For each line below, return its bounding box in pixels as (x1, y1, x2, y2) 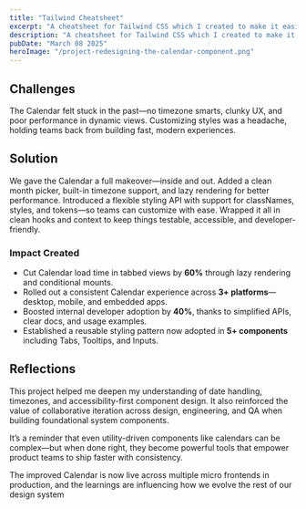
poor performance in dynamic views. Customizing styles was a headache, (9, 115, 287, 126)
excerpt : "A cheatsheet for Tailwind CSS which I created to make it (9, 22, 280, 31)
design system (9, 489, 65, 500)
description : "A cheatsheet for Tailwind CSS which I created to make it (9, 30, 296, 39)
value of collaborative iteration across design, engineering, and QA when (9, 405, 283, 416)
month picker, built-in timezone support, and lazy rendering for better (9, 184, 270, 196)
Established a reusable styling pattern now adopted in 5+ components (22, 326, 289, 337)
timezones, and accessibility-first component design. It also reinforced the (9, 395, 289, 406)
